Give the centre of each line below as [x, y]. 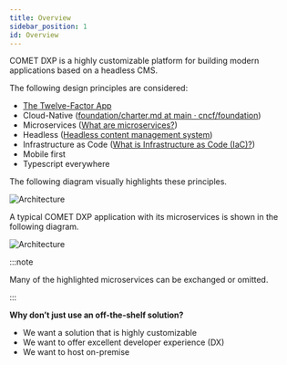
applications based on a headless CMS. [83, 70]
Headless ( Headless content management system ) [118, 135]
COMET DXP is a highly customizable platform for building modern [134, 61]
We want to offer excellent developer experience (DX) [123, 342]
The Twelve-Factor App [67, 106]
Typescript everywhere [66, 164]
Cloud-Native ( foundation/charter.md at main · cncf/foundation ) [142, 116]
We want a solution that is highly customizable [110, 333]
